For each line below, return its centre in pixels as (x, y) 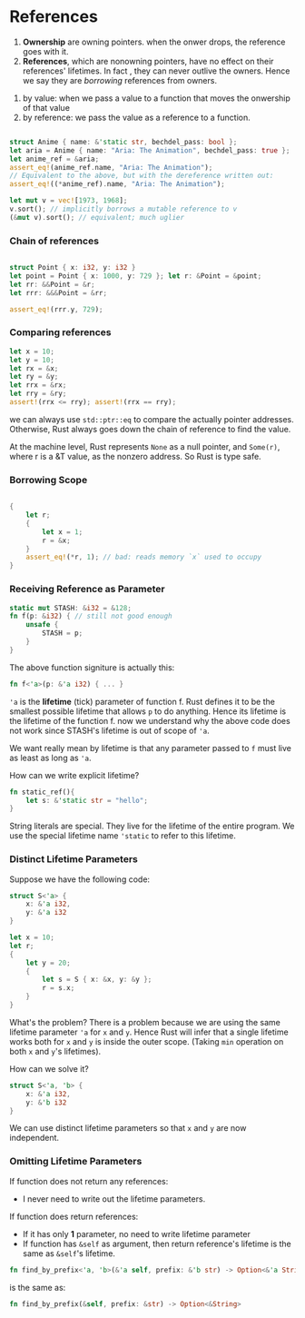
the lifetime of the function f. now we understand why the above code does (150, 720)
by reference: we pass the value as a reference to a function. (137, 117)
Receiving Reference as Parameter (87, 590)
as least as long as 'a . (50, 758)
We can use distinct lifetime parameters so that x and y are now (128, 1128)
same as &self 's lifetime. (69, 1253)
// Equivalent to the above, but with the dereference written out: (142, 176)
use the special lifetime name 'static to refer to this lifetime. (123, 836)
